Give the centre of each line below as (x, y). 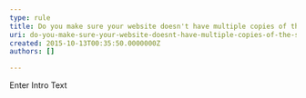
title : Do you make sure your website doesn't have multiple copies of (148, 26)
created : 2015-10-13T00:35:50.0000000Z (85, 43)
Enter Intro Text (38, 85)
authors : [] (32, 52)
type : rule (30, 18)
